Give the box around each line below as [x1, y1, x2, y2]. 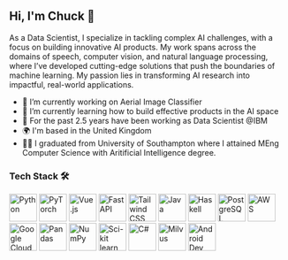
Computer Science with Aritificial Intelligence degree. [21, 147, 216, 157]
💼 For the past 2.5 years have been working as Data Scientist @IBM [21, 115, 268, 126]
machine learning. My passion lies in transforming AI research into [9, 70, 250, 80]
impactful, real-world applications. [9, 79, 134, 89]
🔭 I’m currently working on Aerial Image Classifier [21, 96, 202, 107]
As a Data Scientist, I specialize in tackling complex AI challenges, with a [9, 32, 274, 42]
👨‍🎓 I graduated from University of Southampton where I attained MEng [21, 138, 280, 149]
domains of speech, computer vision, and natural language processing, [9, 50, 269, 62]
